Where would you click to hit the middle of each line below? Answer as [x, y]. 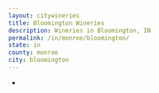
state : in [25, 45]
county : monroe [33, 52]
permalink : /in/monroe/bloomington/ [69, 38]
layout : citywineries [44, 15]
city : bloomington [39, 60]
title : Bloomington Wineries [56, 23]
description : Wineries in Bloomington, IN [79, 30]
